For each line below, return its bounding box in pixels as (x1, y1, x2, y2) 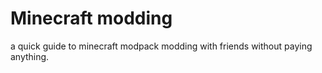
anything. (10, 50, 50, 62)
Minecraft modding (10, 7, 173, 30)
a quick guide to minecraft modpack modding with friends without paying (10, 40, 313, 52)
